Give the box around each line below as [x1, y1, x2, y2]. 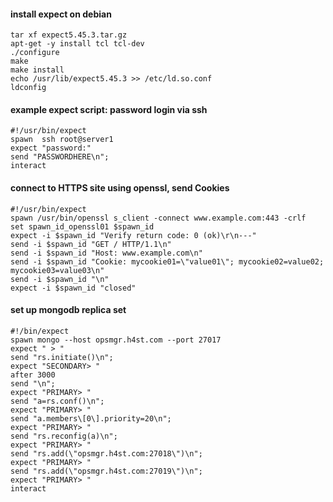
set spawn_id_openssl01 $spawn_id [10, 221, 155, 232]
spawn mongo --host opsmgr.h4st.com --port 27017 [10, 335, 222, 345]
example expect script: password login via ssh [10, 103, 208, 115]
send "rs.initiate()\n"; [10, 352, 114, 362]
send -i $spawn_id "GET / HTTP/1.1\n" [10, 239, 172, 249]
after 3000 [10, 370, 56, 380]
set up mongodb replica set [10, 304, 127, 316]
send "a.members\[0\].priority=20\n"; [10, 413, 172, 424]
